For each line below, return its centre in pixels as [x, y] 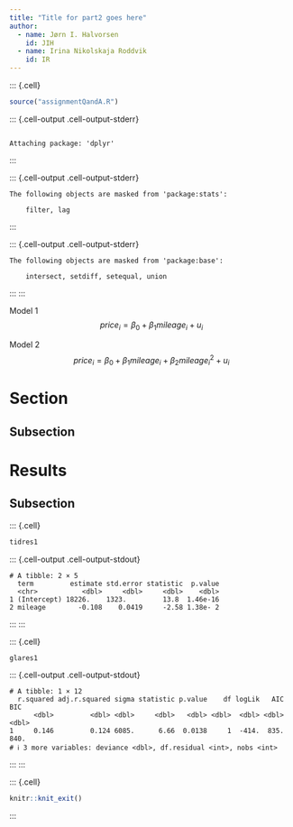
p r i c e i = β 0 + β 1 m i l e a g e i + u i [151, 326]
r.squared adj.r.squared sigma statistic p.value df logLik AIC [151, 700]
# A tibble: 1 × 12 [46, 692]
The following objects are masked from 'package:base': [116, 261]
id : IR [38, 60]
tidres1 [24, 542]
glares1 [24, 658]
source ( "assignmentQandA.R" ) [64, 102]
